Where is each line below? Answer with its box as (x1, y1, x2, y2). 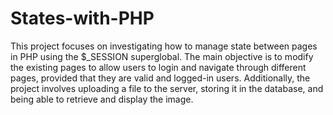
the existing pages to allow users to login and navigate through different (10, 61, 307, 73)
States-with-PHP (10, 7, 155, 30)
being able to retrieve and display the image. (10, 93, 194, 105)
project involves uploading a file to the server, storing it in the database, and (10, 82, 324, 94)
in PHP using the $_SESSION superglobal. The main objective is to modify (10, 50, 314, 62)
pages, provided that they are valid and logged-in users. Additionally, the (10, 72, 311, 84)
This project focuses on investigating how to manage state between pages (10, 40, 318, 52)
